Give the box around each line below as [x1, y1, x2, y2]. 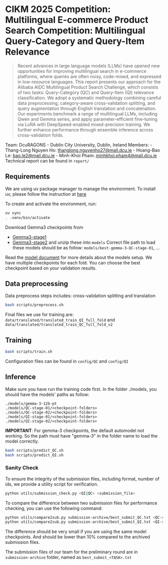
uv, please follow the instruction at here [5, 191, 86, 197]
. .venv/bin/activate [5, 215, 50, 220]
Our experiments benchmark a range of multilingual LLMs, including [17, 110, 157, 116]
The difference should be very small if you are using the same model [5, 528, 146, 535]
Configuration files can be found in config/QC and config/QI [5, 358, 128, 364]
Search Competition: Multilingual [5, 25, 145, 36]
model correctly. [5, 438, 39, 444]
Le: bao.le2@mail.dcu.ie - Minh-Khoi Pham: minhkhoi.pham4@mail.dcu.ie [5, 152, 157, 159]
